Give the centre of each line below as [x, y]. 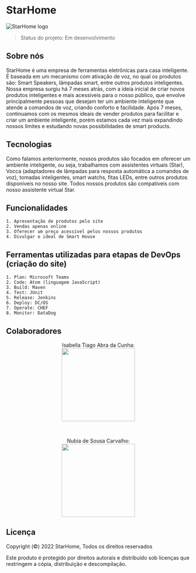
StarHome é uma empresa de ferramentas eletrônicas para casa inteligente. [97, 70]
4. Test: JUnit [25, 293]
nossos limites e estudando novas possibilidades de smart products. [89, 126]
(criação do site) [37, 264]
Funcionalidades [37, 208]
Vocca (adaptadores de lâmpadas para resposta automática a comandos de [97, 171]
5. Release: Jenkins [31, 298]
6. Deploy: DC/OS [27, 303]
